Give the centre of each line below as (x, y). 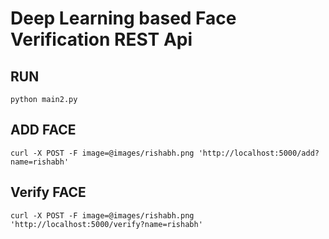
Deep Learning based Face (123, 18)
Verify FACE (48, 192)
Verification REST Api (101, 39)
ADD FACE (43, 130)
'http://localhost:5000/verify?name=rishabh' (106, 224)
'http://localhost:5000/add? (259, 153)
